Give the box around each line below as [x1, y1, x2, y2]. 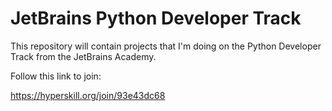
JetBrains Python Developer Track [10, 7, 302, 30]
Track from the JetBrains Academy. [10, 50, 157, 62]
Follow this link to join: [10, 70, 102, 82]
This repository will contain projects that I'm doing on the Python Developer [10, 40, 322, 52]
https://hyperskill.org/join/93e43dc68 [10, 89, 166, 101]
